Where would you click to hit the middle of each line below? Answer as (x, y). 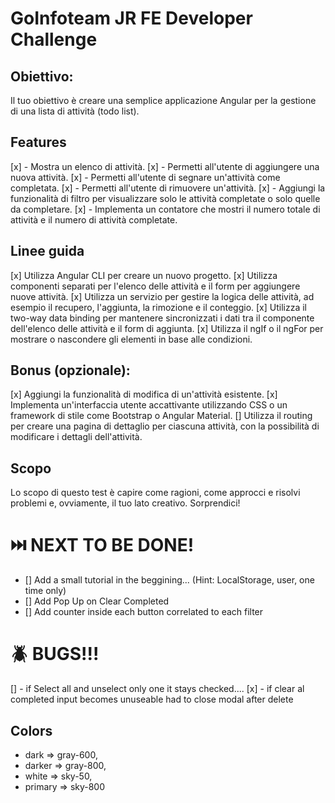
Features (38, 142)
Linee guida (47, 251)
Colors (31, 730)
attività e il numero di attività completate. (94, 219)
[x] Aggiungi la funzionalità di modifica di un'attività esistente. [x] (144, 394)
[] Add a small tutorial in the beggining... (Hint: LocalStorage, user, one (169, 580)
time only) (45, 591)
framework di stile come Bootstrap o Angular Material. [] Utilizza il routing (161, 416)
